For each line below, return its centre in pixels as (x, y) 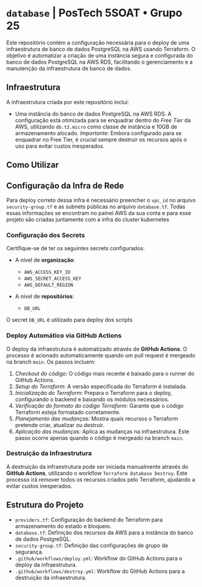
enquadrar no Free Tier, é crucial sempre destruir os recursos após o (101, 139)
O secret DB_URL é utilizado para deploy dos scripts (70, 320)
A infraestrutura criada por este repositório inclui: (68, 102)
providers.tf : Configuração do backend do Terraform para (89, 519)
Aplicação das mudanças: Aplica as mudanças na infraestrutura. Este (102, 431)
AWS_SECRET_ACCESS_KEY (53, 279)
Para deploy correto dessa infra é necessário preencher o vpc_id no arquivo (101, 200)
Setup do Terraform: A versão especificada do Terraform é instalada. (101, 386)
